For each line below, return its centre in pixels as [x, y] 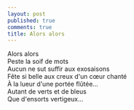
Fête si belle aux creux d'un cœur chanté [67, 77]
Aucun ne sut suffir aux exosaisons [58, 69]
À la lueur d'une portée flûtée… [53, 84]
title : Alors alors [36, 34]
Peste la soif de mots [38, 62]
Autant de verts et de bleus [47, 92]
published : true [31, 21]
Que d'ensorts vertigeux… [45, 99]
